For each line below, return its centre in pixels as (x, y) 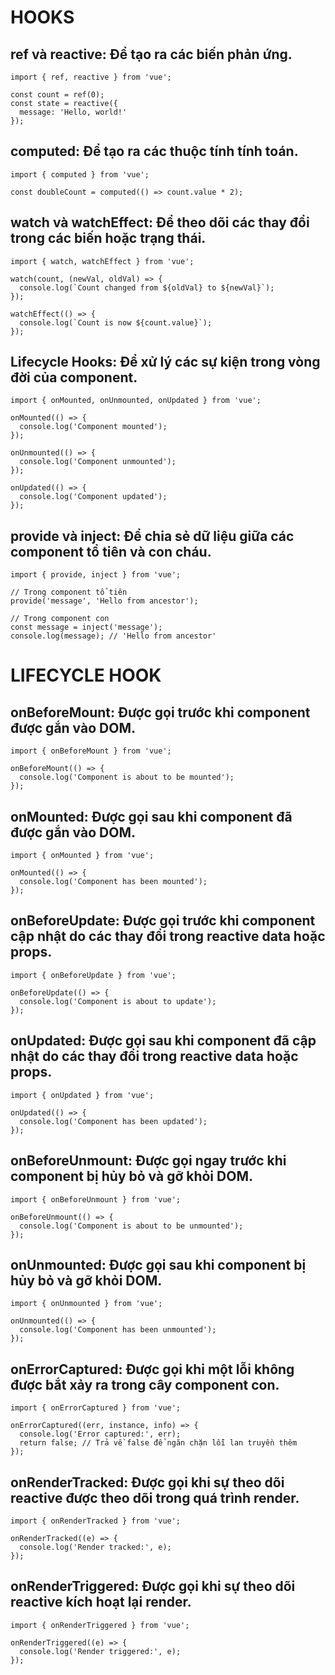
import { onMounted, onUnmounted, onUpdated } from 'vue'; (136, 401)
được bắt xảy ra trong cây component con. (145, 1384)
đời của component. (74, 377)
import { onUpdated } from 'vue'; (82, 1095)
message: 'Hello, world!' (73, 112)
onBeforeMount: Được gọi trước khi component (160, 712)
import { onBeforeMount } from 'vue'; (91, 751)
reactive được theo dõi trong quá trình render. (155, 1497)
